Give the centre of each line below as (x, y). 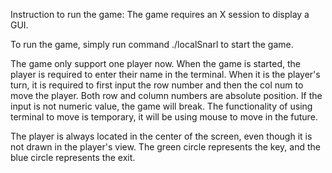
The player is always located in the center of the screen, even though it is (161, 136)
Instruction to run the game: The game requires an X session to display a (160, 14)
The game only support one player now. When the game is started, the (156, 63)
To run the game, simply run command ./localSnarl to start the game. (152, 44)
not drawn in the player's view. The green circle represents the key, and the (166, 147)
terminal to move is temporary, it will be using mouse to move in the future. (164, 117)
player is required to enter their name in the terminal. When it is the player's (165, 74)
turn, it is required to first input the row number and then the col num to (157, 85)
